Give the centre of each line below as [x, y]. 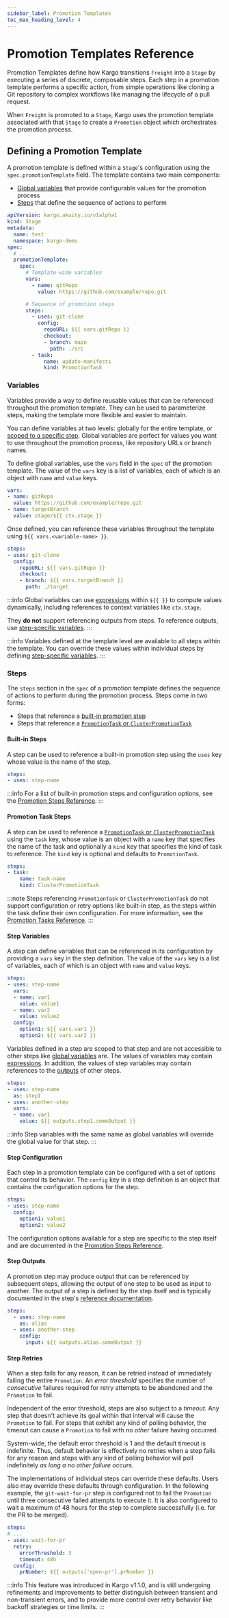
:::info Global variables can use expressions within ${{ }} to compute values [114, 600]
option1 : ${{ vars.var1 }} [58, 1029]
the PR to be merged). [38, 1515]
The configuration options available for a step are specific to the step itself [112, 1238]
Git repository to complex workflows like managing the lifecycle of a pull [109, 95]
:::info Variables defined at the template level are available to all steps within [114, 641]
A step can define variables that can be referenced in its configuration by [110, 951]
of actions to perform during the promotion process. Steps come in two [107, 695]
